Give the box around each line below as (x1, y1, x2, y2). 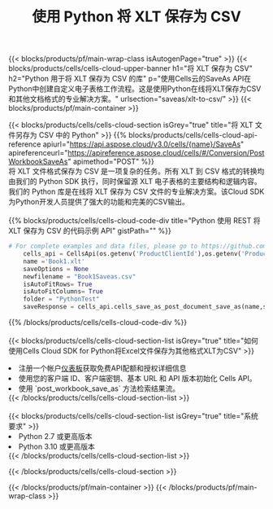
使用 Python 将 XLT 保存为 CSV (32, 7, 241, 26)
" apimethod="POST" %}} (67, 156, 154, 167)
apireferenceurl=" (8, 148, 68, 158)
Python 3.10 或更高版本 (19, 441, 96, 452)
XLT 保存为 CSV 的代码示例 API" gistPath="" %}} (8, 226, 172, 236)
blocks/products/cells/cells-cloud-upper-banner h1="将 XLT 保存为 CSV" (8, 64, 253, 73)
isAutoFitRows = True (23, 280, 93, 288)
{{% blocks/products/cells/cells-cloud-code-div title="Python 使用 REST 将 (8, 216, 261, 226)
